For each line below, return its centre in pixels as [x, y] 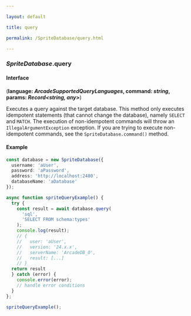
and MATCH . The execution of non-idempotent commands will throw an [90, 121]
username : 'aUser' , [35, 165]
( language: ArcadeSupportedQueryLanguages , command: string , [88, 91]
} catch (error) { [34, 275]
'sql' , [30, 214]
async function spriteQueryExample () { [55, 197]
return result [29, 269]
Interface [18, 78]
